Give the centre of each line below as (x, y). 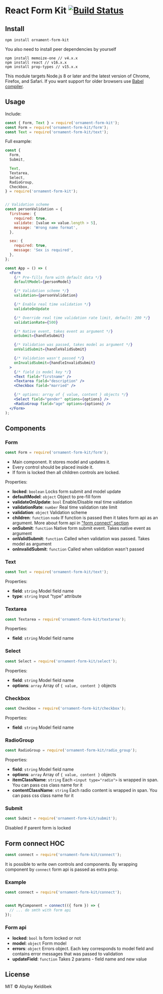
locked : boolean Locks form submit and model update (67, 492)
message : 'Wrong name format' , (46, 227)
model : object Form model (39, 943)
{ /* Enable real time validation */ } (53, 305)
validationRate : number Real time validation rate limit (65, 507)
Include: (13, 114)
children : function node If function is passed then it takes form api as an (85, 518)
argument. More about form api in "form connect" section (70, 523)
